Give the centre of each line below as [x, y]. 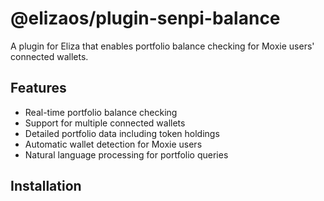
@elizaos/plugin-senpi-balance [145, 18]
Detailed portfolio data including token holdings [122, 133]
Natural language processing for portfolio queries [126, 154]
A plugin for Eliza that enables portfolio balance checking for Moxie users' [162, 46]
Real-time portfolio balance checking [101, 112]
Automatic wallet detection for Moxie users [113, 144]
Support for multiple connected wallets [105, 123]
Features [38, 88]
